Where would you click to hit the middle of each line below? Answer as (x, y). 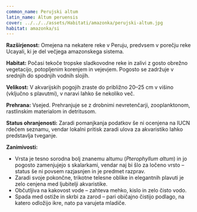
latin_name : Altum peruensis (42, 17)
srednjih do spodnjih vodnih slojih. (48, 76)
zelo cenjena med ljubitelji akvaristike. (61, 184)
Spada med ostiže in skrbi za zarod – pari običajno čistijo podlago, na (100, 197)
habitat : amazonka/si (33, 28)
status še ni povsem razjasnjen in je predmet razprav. (80, 172)
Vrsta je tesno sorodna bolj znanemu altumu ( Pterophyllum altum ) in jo (101, 159)
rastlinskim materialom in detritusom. (51, 111)
